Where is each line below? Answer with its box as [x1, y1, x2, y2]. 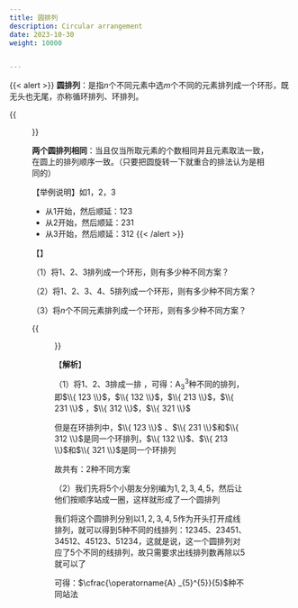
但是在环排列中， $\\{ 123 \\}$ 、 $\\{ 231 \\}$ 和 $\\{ [54, 422, 239, 432]
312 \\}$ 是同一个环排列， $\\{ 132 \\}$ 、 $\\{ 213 [54, 433, 228, 444]
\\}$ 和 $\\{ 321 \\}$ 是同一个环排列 [54, 444, 176, 455]
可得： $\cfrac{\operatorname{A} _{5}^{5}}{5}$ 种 [54, 577, 237, 588]
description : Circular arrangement [9, 22, 143, 31]
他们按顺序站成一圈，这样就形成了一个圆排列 [54, 494, 221, 504]
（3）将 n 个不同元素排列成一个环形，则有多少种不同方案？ [32, 305, 247, 316]
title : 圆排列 [9, 13, 59, 23]
